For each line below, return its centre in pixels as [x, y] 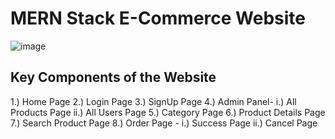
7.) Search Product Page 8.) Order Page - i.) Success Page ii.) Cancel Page [164, 123]
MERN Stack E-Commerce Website [158, 18]
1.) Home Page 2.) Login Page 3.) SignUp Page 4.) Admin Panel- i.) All [153, 101]
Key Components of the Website [113, 77]
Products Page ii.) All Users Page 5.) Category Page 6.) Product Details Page [168, 112]
